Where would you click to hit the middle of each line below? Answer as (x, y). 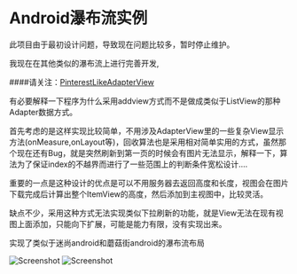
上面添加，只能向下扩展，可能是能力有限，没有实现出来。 (121, 223)
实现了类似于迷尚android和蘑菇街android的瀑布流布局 (107, 243)
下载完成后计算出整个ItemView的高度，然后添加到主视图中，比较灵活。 (139, 194)
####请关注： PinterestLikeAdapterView (82, 82)
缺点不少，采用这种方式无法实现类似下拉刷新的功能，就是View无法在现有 (143, 213)
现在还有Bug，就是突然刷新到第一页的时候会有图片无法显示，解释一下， (148, 153)
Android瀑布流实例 (78, 18)
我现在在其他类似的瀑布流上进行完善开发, (84, 63)
